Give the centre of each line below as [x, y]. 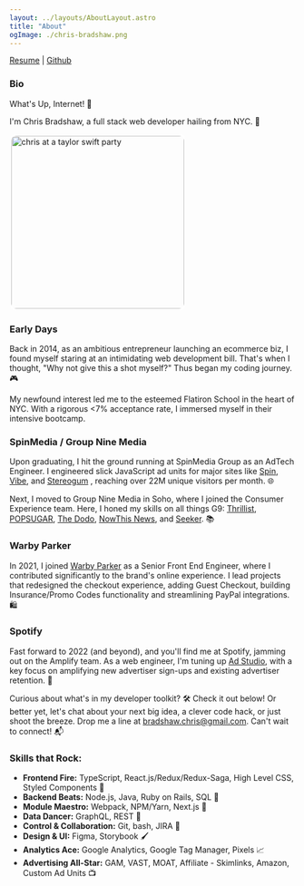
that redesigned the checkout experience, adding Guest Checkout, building [150, 585]
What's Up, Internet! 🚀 [51, 103]
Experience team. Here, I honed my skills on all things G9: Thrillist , [133, 509]
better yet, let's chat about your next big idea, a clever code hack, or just [145, 711]
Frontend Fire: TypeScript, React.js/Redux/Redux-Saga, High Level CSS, [158, 778]
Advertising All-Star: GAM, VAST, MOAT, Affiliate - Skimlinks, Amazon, [156, 863]
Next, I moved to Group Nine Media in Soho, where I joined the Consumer [147, 499]
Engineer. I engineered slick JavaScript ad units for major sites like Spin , [144, 472]
